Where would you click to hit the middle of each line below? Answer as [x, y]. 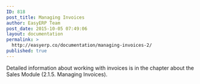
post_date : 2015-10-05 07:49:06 [47, 28]
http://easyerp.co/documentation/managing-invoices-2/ [82, 46]
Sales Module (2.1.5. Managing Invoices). [57, 74]
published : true [27, 51]
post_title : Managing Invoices [45, 17]
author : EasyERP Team [33, 23]
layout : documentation [35, 34]
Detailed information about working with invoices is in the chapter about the [100, 68]
